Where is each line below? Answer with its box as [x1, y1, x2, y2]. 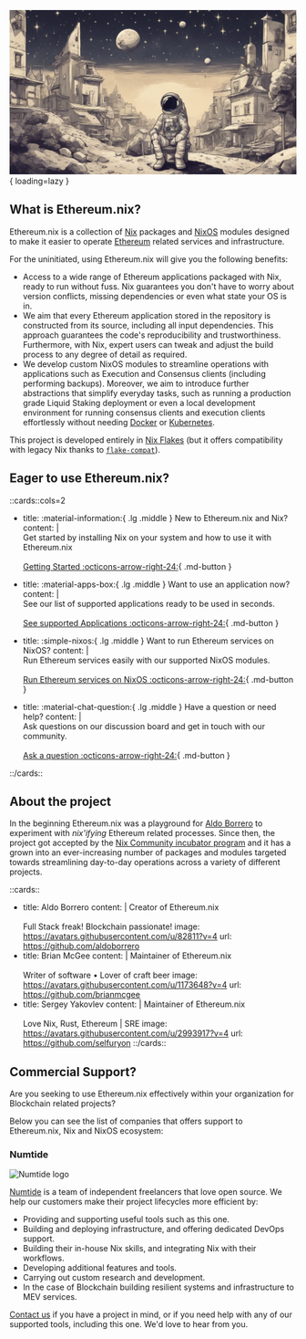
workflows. [22, 1252, 66, 1264]
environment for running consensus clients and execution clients [22, 407, 266, 418]
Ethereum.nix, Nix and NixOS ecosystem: [9, 1125, 164, 1136]
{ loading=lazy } [9, 175, 70, 186]
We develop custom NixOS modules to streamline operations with [22, 358, 270, 370]
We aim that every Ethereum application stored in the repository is [22, 309, 271, 320]
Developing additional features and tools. [22, 1262, 178, 1273]
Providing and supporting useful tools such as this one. [22, 1214, 230, 1225]
